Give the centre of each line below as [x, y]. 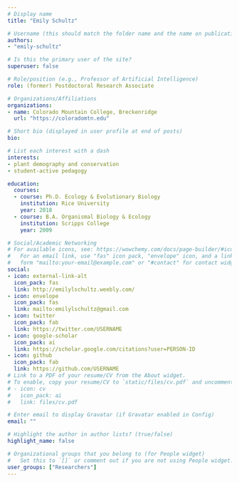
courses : [27, 190]
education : [23, 184]
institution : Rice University [65, 204]
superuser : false [33, 66]
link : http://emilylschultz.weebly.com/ [74, 289]
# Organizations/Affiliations [52, 98]
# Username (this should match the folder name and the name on [105, 34]
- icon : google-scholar [43, 336]
